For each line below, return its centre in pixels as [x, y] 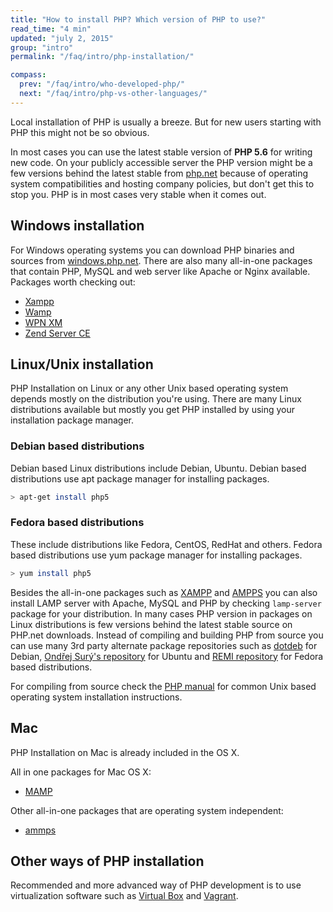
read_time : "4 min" [51, 29]
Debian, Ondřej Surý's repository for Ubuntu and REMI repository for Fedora [167, 656]
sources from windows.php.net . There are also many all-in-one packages [161, 260]
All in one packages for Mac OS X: [81, 772]
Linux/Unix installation [82, 364]
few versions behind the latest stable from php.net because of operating [159, 173]
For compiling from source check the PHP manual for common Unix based [163, 686]
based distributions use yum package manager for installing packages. [156, 555]
